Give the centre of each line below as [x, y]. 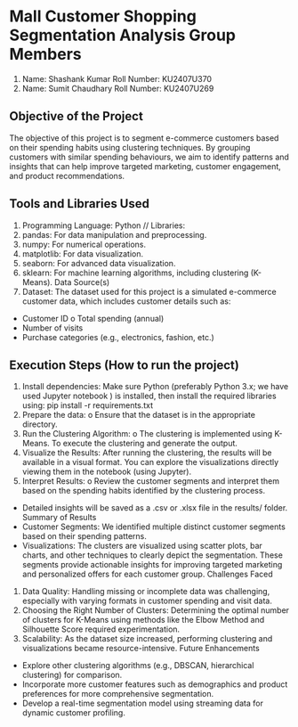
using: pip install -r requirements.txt [88, 405]
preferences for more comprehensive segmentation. [118, 694]
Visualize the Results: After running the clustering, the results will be [147, 453]
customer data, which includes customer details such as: [126, 301]
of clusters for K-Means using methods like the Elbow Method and [143, 620]
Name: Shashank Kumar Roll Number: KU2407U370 [117, 78]
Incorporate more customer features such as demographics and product [155, 684]
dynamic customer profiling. [74, 713]
